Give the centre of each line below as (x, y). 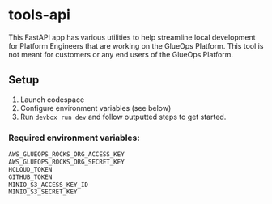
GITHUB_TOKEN (30, 177)
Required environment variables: (74, 138)
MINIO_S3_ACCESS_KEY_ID (49, 185)
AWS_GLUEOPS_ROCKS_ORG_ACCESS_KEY (67, 155)
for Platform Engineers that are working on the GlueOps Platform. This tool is (136, 45)
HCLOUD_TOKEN (30, 169)
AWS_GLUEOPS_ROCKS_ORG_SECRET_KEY (67, 162)
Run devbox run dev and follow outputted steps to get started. (123, 117)
